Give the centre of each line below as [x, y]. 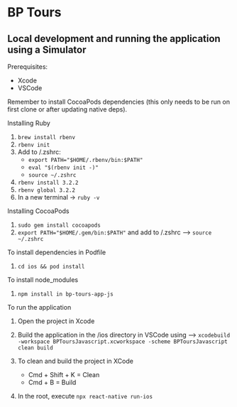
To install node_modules [43, 280]
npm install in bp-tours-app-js [65, 294]
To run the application [39, 307]
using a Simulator [47, 49]
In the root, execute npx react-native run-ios [85, 396]
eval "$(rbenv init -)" [64, 168]
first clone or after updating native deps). [67, 109]
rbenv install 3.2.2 [48, 183]
